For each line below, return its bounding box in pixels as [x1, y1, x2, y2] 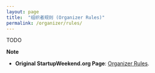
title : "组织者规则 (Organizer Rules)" [6, 14, 105, 21]
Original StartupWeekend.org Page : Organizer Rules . [15, 60, 150, 67]
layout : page [6, 8, 39, 15]
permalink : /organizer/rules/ [6, 20, 83, 26]
